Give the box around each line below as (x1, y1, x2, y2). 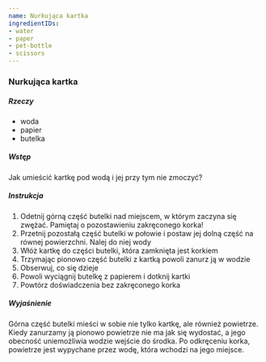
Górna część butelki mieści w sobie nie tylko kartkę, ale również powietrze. (8, 318, 259, 328)
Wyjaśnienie (8, 298, 52, 308)
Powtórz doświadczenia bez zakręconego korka (19, 280, 180, 289)
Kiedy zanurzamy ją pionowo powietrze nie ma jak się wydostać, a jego (8, 327, 246, 337)
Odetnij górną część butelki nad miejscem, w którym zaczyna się (19, 211, 237, 221)
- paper (8, 34, 35, 43)
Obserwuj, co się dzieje (19, 263, 99, 272)
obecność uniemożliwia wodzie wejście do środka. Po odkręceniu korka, (8, 336, 251, 346)
